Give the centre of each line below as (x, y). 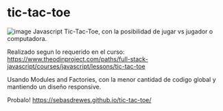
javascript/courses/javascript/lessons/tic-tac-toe (76, 66)
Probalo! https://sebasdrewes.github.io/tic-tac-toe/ (79, 99)
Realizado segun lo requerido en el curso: (66, 52)
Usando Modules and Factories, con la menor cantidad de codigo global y (111, 79)
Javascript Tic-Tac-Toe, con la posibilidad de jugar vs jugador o (123, 31)
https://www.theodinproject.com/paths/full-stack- (78, 59)
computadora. (27, 38)
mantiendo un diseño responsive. (54, 86)
